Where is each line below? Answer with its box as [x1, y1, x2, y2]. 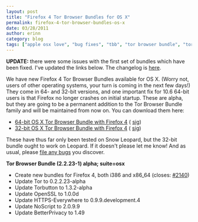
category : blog [6, 36, 44, 42]
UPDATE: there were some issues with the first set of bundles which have [6, 57, 185, 65]
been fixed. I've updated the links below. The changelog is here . [6, 64, 161, 71]
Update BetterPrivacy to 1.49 [14, 209, 85, 216]
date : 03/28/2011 [6, 25, 49, 31]
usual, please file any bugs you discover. [6, 148, 105, 155]
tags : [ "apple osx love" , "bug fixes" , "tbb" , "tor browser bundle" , [6, 42, 181, 48]
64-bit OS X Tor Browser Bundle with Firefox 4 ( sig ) [14, 118, 141, 125]
